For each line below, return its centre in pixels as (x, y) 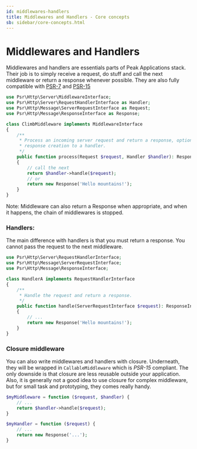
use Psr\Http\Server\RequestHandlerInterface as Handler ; (78, 103)
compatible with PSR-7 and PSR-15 (48, 86)
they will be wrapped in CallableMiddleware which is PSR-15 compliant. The (97, 367)
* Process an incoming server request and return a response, (97, 141)
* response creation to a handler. (63, 146)
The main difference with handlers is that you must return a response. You (96, 241)
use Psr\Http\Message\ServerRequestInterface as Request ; (78, 108)
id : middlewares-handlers (38, 11)
